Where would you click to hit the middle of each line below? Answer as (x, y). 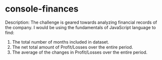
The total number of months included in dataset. (61, 42)
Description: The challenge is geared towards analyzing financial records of (81, 22)
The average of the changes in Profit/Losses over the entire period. (80, 52)
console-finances (42, 9)
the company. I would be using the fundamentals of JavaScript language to (81, 27)
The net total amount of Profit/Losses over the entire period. (72, 47)
